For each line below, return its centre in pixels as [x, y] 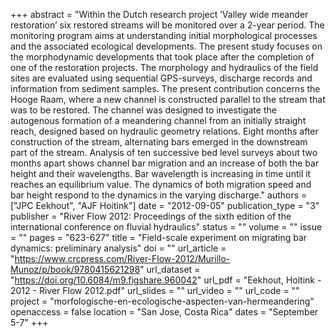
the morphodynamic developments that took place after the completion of [162, 57]
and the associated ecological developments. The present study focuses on [166, 46]
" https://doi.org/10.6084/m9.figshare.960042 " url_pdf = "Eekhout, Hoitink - [166, 280]
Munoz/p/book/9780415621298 [75, 269]
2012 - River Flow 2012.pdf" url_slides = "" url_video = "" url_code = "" [155, 290]
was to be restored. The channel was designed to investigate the [143, 110]
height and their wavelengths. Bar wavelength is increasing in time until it [161, 173]
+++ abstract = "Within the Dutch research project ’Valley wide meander [159, 14]
